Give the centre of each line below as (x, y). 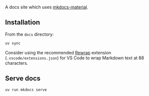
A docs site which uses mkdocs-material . (47, 7)
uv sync (13, 43)
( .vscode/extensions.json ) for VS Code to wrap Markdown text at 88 (75, 58)
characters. (17, 63)
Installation (23, 22)
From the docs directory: (29, 34)
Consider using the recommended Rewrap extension (58, 52)
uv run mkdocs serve (26, 90)
